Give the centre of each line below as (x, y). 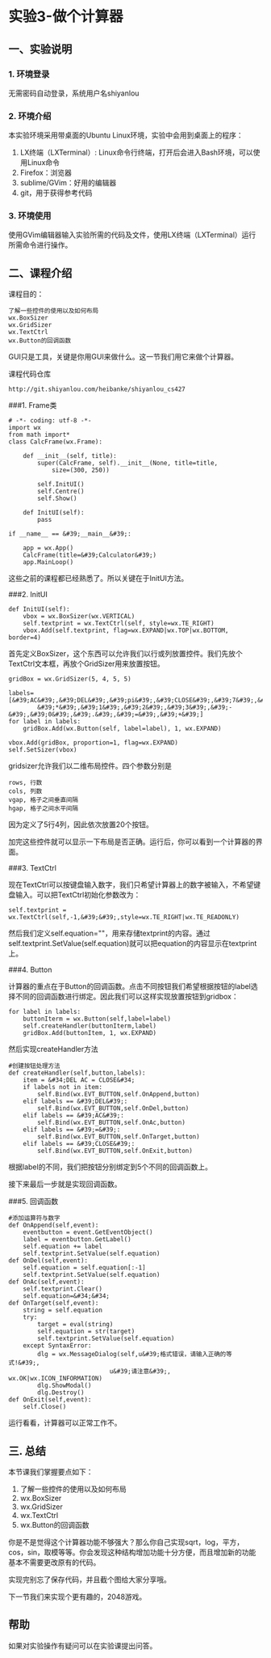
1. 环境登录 (29, 74)
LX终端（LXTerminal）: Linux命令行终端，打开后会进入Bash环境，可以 (137, 153)
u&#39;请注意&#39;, (140, 1372)
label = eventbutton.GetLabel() (77, 1240)
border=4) (25, 638)
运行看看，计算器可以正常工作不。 (65, 1423)
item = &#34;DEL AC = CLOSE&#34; (79, 1080)
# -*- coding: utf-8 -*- (50, 421)
